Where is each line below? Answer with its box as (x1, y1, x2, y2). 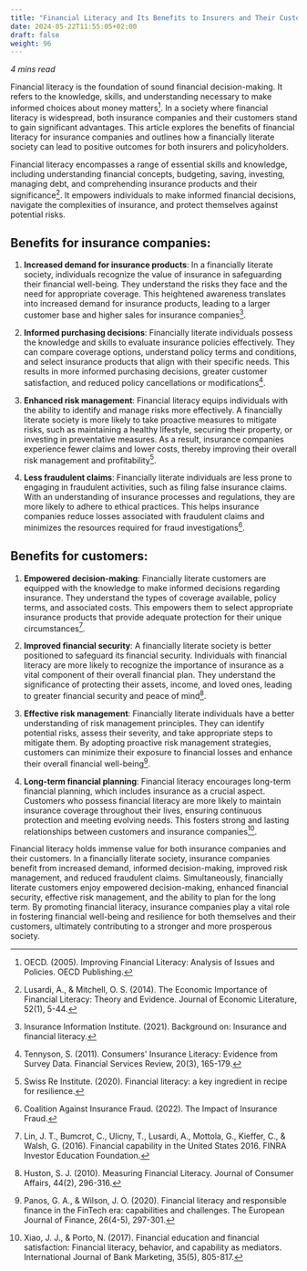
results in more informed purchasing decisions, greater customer (23, 366, 268, 377)
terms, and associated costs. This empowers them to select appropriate (23, 601, 294, 612)
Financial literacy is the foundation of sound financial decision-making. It (10, 81, 283, 92)
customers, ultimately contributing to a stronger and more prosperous (10, 921, 272, 932)
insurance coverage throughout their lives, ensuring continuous (23, 805, 262, 816)
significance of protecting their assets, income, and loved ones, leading (23, 679, 292, 690)
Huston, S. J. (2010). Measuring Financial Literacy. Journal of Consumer (23, 1168, 294, 1179)
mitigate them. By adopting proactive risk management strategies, (23, 737, 271, 748)
